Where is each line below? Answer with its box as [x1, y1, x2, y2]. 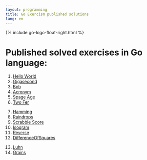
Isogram [12, 124, 30, 130]
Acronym [12, 89, 31, 95]
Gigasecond [12, 79, 37, 85]
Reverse [12, 130, 30, 136]
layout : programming [5, 7, 48, 12]
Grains [12, 150, 26, 156]
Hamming [12, 109, 32, 115]
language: [5, 57, 48, 69]
